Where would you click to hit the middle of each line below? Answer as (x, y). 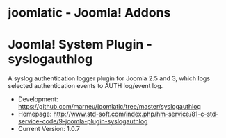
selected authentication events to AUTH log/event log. (86, 86)
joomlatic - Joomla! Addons (89, 13)
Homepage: (35, 114)
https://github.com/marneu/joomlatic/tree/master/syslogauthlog (109, 107)
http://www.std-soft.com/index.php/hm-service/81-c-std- (136, 114)
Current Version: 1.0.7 (49, 129)
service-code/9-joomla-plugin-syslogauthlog (83, 121)
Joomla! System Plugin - (80, 45)
